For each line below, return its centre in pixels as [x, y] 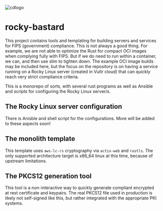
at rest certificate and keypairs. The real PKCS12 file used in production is [79, 193]
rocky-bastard [35, 27]
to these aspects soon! [28, 123]
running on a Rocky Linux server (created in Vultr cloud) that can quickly [78, 71]
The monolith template [40, 139]
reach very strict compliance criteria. [42, 77]
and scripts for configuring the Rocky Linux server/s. [58, 91]
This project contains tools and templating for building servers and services [81, 40]
